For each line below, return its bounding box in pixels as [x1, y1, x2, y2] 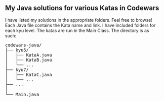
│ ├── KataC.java [5, 71, 52, 77]
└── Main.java [5, 91, 40, 97]
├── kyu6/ [5, 47, 29, 53]
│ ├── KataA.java [5, 52, 52, 58]
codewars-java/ [5, 42, 42, 48]
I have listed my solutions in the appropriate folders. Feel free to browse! [5, 17, 152, 23]
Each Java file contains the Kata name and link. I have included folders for [5, 22, 156, 28]
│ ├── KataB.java [5, 57, 52, 63]
